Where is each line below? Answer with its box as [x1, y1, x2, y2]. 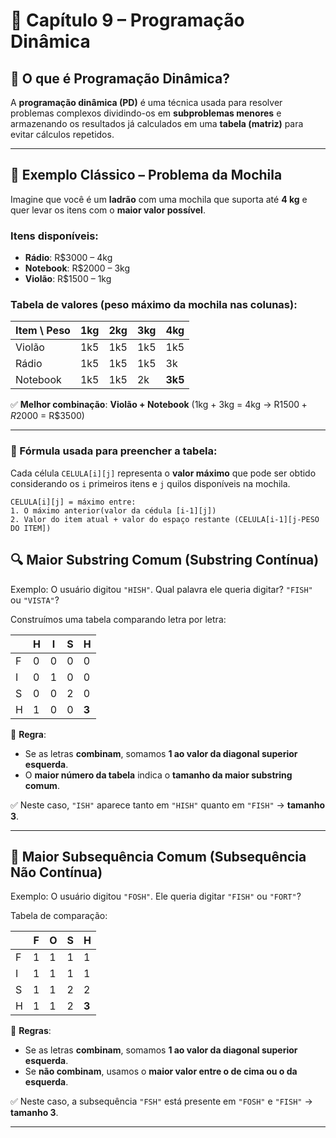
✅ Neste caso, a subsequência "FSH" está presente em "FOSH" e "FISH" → [10, 1095, 313, 1108]
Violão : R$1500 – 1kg [24, 273, 112, 285]
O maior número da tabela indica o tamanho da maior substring [24, 769, 293, 781]
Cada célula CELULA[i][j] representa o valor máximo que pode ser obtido [10, 467, 317, 479]
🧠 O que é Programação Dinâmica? [10, 70, 230, 87]
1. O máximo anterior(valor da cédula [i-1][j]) [10, 505, 217, 516]
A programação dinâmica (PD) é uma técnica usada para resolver [10, 97, 283, 108]
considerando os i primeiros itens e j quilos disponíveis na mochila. [10, 477, 291, 489]
